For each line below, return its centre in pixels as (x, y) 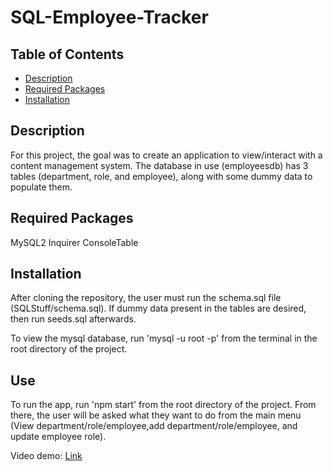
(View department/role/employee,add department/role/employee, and (154, 426)
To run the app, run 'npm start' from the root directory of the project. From (163, 405)
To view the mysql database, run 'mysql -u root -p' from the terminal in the (164, 338)
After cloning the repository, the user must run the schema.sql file (146, 298)
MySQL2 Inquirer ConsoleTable (74, 242)
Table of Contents (67, 54)
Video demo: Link (46, 456)
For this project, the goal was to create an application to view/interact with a (166, 155)
